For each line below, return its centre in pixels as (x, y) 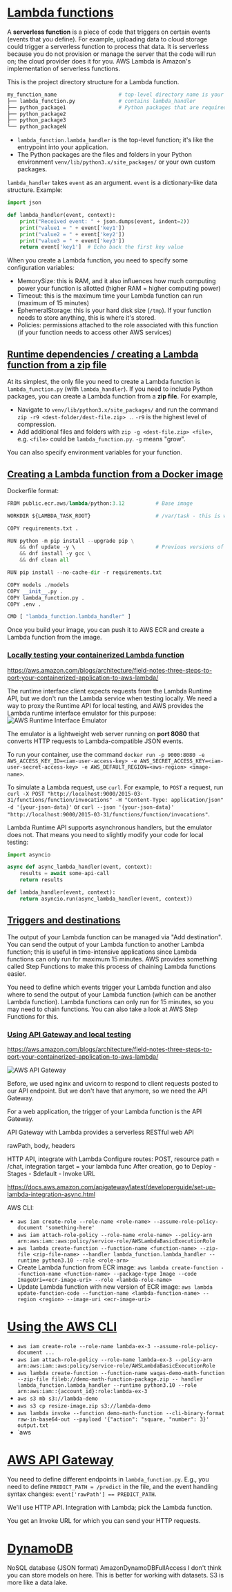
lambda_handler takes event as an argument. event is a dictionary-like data (112, 183)
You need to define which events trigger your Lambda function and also (109, 987)
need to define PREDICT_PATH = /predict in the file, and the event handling (113, 1486)
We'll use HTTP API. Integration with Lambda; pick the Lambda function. (110, 1507)
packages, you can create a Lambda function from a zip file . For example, (112, 396)
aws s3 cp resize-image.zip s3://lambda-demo (84, 1406)
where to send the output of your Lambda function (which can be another (112, 994)
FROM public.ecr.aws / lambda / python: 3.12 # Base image (100, 503)
